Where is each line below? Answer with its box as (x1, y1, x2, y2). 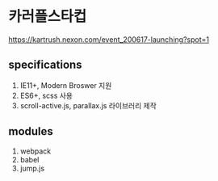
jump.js (19, 163, 45, 173)
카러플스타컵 (8, 7, 87, 26)
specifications (8, 58, 82, 72)
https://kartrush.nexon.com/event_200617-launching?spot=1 (8, 34, 210, 44)
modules (8, 124, 54, 138)
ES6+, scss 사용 (19, 90, 73, 100)
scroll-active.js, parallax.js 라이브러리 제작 (19, 100, 157, 110)
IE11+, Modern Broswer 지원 (19, 80, 112, 90)
